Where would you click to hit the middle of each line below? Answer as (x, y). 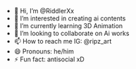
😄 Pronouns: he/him (44, 51)
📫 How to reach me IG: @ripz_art (63, 41)
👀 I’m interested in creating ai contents (70, 18)
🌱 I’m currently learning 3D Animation (68, 26)
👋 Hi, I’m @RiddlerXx (44, 11)
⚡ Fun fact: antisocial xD (49, 59)
